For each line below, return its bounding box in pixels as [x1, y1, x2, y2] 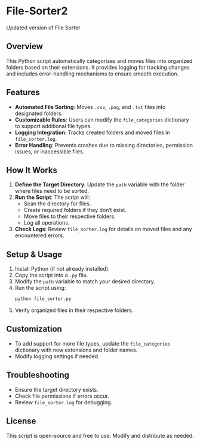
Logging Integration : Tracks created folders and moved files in [14, 129, 170, 136]
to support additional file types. [14, 122, 92, 129]
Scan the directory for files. [23, 200, 91, 207]
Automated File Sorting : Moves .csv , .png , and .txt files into [14, 103, 166, 110]
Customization [6, 324, 63, 334]
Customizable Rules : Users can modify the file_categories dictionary [14, 116, 189, 123]
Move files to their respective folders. [23, 213, 116, 220]
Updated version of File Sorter [6, 24, 81, 31]
